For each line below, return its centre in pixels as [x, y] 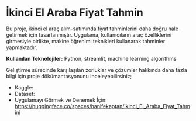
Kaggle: [24, 87]
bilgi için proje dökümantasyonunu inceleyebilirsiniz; [69, 76]
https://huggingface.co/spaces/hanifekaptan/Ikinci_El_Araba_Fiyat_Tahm [102, 106]
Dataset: [25, 94]
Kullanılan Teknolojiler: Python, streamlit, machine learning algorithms [91, 58]
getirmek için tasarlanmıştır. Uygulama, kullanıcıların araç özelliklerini [89, 34]
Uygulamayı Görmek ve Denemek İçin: [61, 100]
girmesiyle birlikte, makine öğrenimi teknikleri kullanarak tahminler [86, 41]
